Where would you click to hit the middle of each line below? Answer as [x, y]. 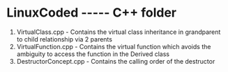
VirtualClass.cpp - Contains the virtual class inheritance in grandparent [119, 32]
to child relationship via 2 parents [64, 39]
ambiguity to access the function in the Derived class [93, 54]
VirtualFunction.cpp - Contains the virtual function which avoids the [114, 46]
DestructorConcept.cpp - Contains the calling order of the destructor [116, 61]
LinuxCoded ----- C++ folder [92, 13]
